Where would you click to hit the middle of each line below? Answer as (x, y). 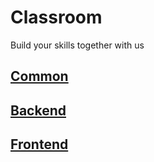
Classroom (56, 17)
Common (39, 76)
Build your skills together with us (77, 45)
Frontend (39, 144)
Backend (38, 110)
